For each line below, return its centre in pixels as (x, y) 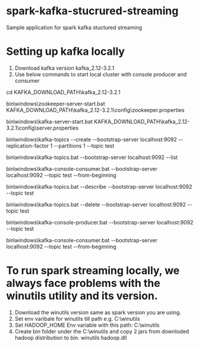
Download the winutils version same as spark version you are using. (98, 312)
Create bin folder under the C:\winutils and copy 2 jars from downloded (102, 331)
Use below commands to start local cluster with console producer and (101, 74)
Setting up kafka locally (66, 51)
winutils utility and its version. (82, 296)
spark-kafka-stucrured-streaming (92, 11)
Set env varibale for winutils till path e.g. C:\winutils (77, 318)
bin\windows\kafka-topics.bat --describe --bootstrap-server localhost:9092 (99, 186)
